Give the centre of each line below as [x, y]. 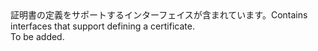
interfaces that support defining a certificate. [102, 26]
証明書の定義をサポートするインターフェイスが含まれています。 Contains [159, 15]
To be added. [37, 36]
